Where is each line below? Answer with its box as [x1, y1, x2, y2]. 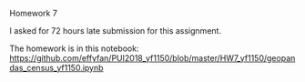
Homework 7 [9, 8, 57, 18]
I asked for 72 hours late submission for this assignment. [9, 26, 221, 36]
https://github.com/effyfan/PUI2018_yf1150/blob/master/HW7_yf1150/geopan [9, 53, 296, 63]
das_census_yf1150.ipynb [9, 63, 104, 73]
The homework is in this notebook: [9, 43, 139, 54]
